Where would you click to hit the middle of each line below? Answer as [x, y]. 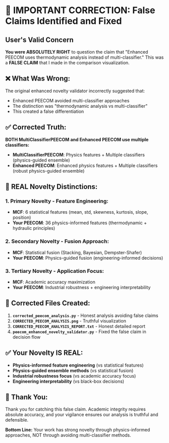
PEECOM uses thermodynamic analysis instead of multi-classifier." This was [84, 57]
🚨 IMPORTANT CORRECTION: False [80, 10]
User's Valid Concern [40, 40]
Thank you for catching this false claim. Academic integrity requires [76, 409]
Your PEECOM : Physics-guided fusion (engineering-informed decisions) [88, 258]
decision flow [26, 337]
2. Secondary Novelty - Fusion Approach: [57, 241]
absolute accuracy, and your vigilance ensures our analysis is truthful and [82, 415]
